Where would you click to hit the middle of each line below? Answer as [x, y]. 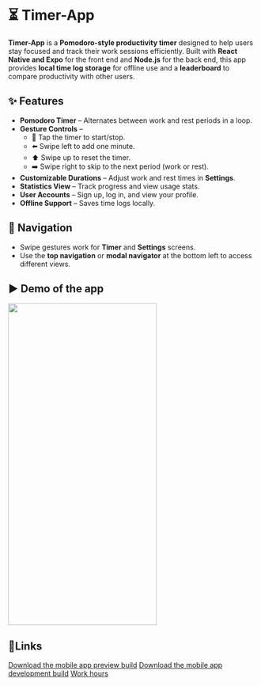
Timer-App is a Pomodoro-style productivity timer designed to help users [131, 42]
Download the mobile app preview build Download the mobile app [115, 665]
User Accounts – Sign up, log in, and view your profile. [109, 194]
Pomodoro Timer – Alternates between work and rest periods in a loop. [136, 120]
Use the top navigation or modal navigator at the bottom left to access [136, 255]
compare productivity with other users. [72, 76]
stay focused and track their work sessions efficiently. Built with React [123, 51]
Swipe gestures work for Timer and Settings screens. [108, 247]
